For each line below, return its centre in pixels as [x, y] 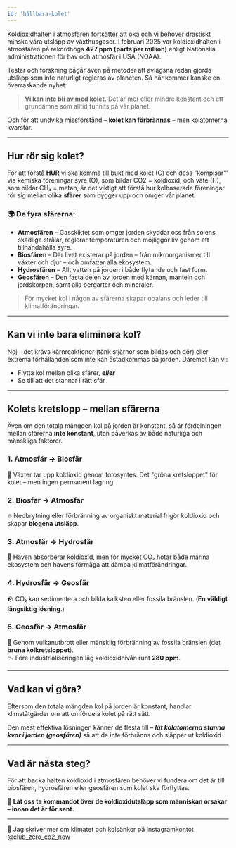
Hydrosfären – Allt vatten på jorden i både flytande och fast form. [112, 269]
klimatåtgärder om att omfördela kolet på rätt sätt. [79, 713]
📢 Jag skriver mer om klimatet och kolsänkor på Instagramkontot [101, 830]
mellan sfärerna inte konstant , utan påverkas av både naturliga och [105, 434]
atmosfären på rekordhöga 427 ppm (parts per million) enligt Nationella [111, 49]
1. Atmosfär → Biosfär [45, 459]
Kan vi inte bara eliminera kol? [74, 334]
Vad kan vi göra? [45, 689]
